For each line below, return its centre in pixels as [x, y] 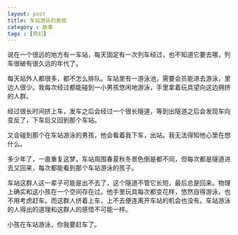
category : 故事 [30, 27]
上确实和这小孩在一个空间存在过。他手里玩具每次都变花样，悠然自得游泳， [116, 192]
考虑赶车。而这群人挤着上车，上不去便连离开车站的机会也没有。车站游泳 [125, 201]
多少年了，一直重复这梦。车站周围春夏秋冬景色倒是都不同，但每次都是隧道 [116, 159]
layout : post [27, 14]
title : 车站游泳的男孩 [37, 21]
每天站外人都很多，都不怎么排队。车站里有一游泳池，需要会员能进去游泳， [116, 79]
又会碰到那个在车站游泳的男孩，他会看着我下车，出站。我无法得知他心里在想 [119, 135]
